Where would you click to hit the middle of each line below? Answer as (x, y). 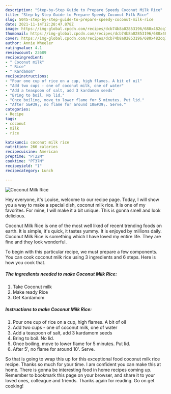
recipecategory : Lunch (29, 171)
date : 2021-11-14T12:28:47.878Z (39, 24)
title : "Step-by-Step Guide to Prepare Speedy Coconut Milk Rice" (77, 15)
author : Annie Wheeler (29, 43)
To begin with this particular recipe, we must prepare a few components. (81, 251)
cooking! (15, 386)
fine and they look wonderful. (36, 242)
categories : (18, 109)
